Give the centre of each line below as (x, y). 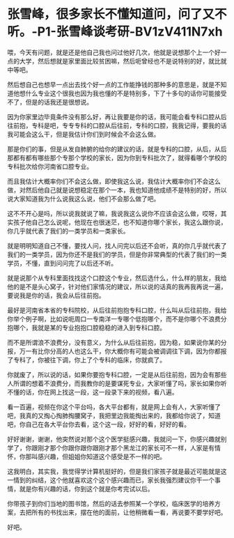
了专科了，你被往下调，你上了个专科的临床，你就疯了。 (86, 360)
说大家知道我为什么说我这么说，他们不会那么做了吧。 (84, 199)
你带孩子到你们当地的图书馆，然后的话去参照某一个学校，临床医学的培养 (111, 503)
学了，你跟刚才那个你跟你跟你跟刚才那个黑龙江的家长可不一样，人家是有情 (114, 447)
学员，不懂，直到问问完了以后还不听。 (62, 263)
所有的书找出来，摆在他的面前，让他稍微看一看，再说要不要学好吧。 (129, 512)
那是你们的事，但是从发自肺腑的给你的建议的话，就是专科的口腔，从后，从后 (117, 149)
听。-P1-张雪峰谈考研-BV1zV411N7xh (115, 32)
